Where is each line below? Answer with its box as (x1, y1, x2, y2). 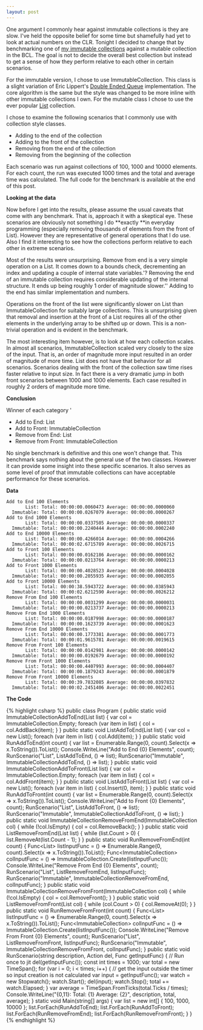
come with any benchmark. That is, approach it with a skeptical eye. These (6, 212, 193, 219)
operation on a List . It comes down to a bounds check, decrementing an (6, 262, 186, 270)
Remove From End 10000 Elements (6, 626, 88, 632)
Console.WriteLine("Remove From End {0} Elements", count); (6, 861, 159, 869)
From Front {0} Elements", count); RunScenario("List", (6, 932, 141, 940)
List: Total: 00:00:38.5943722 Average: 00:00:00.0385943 (25, 583, 175, 589)
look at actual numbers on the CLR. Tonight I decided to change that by (6, 38, 184, 46)
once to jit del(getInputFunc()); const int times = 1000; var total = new (6, 958, 180, 966)
